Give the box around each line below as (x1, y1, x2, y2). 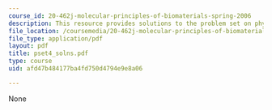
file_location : (8, 27, 60, 35)
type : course (8, 57, 53, 66)
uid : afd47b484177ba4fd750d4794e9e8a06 (8, 65, 143, 73)
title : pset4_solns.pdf (8, 49, 89, 57)
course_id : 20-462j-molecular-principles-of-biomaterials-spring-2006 (8, 11, 252, 20)
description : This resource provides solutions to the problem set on (8, 19, 252, 27)
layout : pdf (8, 42, 49, 50)
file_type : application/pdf (8, 34, 104, 43)
